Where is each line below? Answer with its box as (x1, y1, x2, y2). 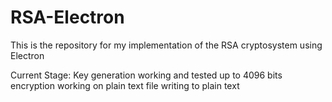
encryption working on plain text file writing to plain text (10, 79, 240, 91)
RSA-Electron (10, 6, 125, 29)
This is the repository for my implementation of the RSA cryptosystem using (10, 39, 323, 51)
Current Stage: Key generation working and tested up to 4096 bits (10, 69, 283, 81)
